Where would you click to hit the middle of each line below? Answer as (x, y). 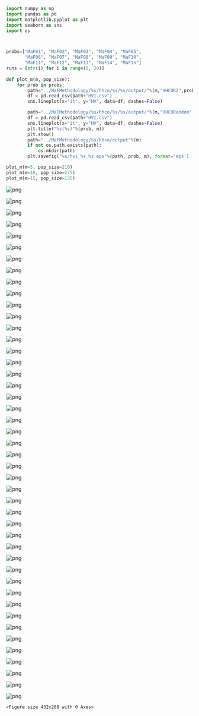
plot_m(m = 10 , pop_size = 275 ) (41, 172)
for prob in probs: (41, 85)
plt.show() (41, 134)
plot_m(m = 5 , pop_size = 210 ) (39, 167)
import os (18, 31)
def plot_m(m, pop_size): (38, 79)
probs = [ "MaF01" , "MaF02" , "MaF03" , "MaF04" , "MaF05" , (74, 52)
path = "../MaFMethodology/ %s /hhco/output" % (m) (85, 140)
